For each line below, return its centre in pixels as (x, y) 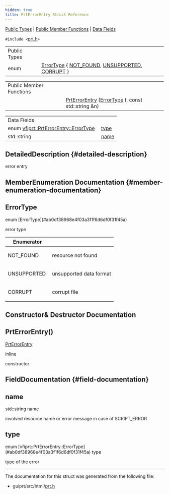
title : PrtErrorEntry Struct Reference (47, 15)
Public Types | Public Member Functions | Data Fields (61, 29)
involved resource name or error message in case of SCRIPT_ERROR (76, 418)
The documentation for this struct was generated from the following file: (80, 476)
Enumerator (27, 242)
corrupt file (65, 292)
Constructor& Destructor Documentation (71, 315)
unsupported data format (82, 273)
